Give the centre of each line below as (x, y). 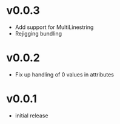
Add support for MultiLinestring (54, 27)
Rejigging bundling (38, 33)
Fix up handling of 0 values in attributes (64, 74)
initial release (32, 116)
